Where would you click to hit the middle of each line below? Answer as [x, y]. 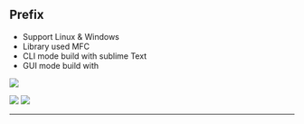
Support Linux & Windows [71, 36]
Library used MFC [56, 46]
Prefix [27, 15]
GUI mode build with [61, 65]
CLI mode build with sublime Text [85, 56]
